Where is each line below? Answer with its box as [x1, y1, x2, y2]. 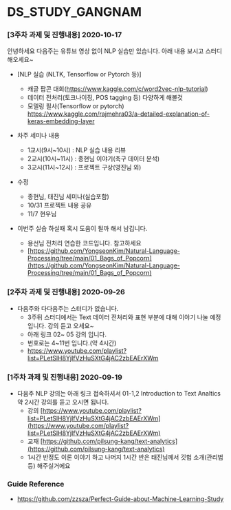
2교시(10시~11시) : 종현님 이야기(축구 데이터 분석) [27, 154, 160, 163]
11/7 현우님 [27, 210, 57, 218]
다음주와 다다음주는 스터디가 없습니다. [16, 304, 119, 312]
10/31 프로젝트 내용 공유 [27, 201, 92, 210]
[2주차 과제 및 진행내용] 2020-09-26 [7, 287, 125, 297]
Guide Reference [7, 480, 65, 489]
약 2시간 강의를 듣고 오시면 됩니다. [16, 398, 109, 407]
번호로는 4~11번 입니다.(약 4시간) [27, 338, 117, 347]
